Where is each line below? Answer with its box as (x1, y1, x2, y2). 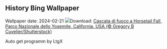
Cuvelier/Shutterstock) (5, 28, 52, 34)
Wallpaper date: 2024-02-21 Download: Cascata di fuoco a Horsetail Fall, (5, 17, 162, 24)
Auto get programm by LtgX (5, 38, 63, 44)
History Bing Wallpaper (5, 4, 79, 12)
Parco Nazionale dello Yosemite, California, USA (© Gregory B (5, 23, 134, 29)
